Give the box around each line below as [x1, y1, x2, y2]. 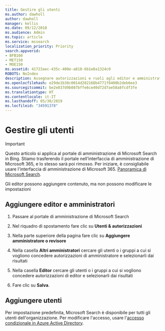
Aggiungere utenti [5, 297, 62, 305]
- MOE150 [5, 62, 23, 67]
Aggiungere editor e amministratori [5, 200, 115, 209]
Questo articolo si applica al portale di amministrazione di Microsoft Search [5, 150, 157, 156]
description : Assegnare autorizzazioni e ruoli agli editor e [5, 76, 135, 81]
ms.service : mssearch [5, 39, 50, 44]
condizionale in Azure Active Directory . [5, 320, 84, 326]
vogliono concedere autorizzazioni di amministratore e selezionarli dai [12, 252, 154, 259]
